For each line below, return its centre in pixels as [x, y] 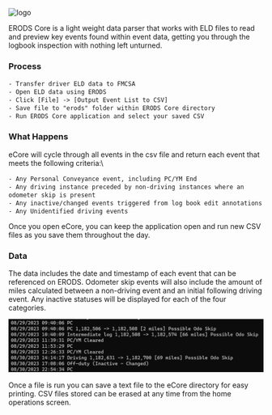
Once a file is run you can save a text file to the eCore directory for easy [128, 385]
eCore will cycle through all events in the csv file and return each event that [134, 155]
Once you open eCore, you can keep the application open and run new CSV [135, 226]
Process [25, 66]
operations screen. [40, 402]
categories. [27, 307]
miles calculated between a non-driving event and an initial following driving [135, 290]
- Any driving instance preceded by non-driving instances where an [126, 187]
